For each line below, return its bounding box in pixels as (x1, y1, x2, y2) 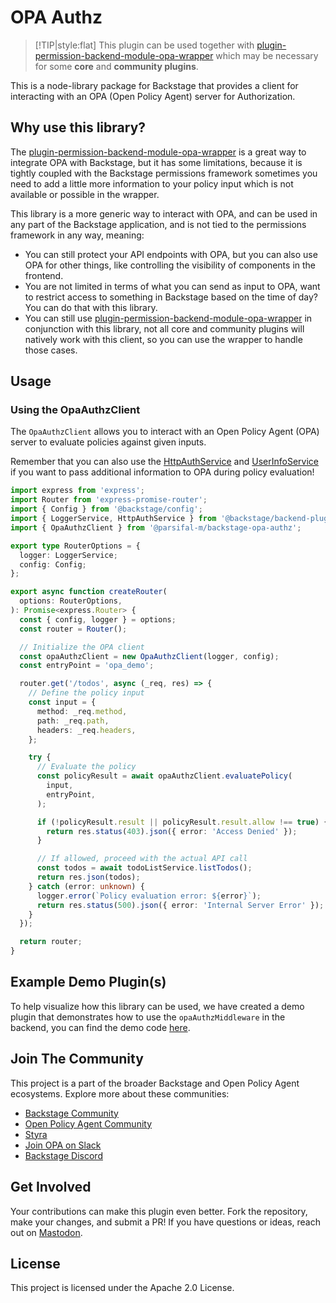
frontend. (24, 269, 64, 281)
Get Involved (10, 1179, 92, 1196)
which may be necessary (215, 49, 319, 61)
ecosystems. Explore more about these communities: (10, 1087, 230, 1100)
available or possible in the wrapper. (10, 188, 160, 200)
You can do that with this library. (24, 301, 158, 313)
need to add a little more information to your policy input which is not (10, 177, 294, 190)
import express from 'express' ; (10, 486, 145, 496)
